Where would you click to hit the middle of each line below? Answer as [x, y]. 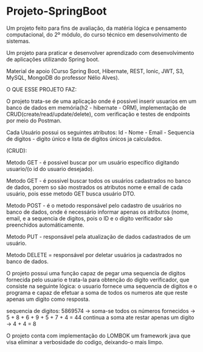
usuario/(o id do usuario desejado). [50, 169]
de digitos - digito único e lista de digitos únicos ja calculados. [84, 139]
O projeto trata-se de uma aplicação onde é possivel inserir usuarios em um [101, 101]
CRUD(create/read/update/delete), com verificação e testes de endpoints [98, 114]
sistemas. [18, 41]
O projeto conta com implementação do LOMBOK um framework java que [98, 336]
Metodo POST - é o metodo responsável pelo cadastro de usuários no [94, 205]
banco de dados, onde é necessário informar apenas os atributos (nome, [98, 212]
